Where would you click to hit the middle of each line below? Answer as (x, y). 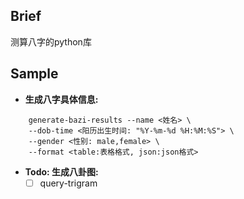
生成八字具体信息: (61, 99)
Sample (34, 74)
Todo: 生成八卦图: (61, 171)
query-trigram (68, 183)
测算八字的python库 (51, 41)
